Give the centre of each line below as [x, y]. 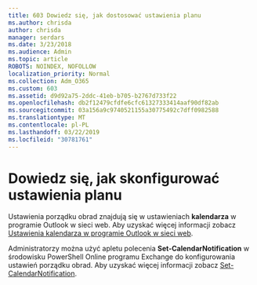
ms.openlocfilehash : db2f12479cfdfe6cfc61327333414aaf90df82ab [114, 103]
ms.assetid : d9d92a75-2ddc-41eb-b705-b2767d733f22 [92, 96]
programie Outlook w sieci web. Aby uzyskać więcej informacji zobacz [122, 225]
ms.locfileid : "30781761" [50, 139]
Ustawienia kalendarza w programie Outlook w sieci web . [101, 233]
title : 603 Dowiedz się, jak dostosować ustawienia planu [105, 15]
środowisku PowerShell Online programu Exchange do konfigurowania [122, 257]
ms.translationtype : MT [47, 118]
